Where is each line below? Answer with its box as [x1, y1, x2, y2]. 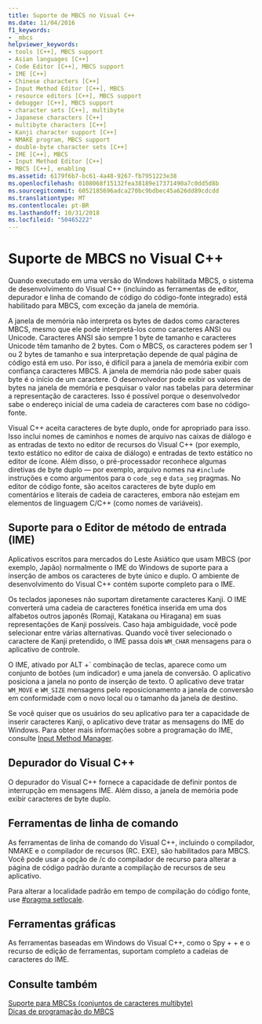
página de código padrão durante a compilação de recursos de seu [8, 862, 226, 872]
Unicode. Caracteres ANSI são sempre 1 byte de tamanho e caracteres [8, 333, 237, 343]
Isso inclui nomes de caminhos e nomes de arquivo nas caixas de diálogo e [8, 431, 252, 441]
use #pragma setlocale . [8, 894, 85, 904]
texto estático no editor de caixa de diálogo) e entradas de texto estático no [8, 449, 253, 458]
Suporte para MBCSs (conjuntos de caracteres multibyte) [8, 999, 194, 1008]
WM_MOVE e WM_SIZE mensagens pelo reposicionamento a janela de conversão [8, 685, 253, 694]
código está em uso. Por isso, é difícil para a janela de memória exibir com [8, 358, 249, 368]
